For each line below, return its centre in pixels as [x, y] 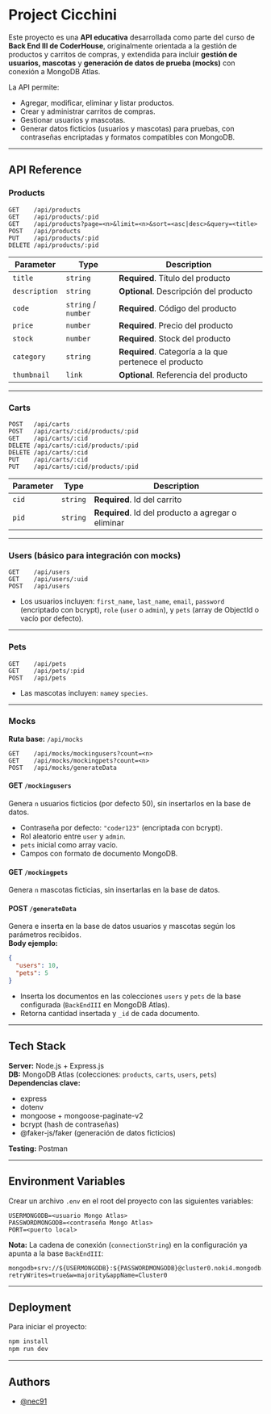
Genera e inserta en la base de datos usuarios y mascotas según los [122, 927]
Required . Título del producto [175, 278]
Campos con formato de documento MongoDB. [99, 854]
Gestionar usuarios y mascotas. [73, 119]
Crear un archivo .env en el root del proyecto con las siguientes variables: [131, 1201]
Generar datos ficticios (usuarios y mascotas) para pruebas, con [127, 128]
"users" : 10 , [38, 966]
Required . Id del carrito [138, 500]
